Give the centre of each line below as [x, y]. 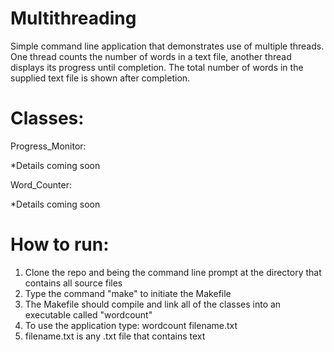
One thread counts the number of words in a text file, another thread [151, 56]
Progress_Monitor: [48, 146]
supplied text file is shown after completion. [100, 78]
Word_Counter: [41, 184]
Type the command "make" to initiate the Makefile [128, 293]
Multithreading [73, 18]
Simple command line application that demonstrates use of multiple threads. [167, 46]
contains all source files [73, 283]
